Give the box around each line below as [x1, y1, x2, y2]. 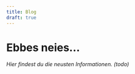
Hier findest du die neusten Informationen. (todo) [6, 61, 130, 68]
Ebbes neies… [6, 41, 80, 55]
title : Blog [6, 8, 36, 15]
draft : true [6, 15, 36, 21]
